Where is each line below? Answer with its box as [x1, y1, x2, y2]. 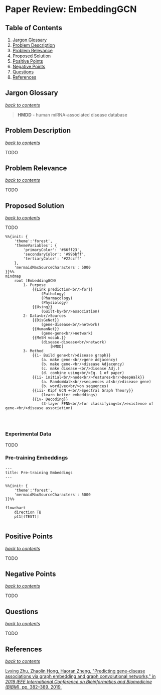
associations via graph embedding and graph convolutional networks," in [5, 673, 156, 679]
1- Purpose [23, 283, 46, 288]
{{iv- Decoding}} [32, 397, 69, 402]
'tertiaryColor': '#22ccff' [23, 256, 82, 262]
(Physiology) [41, 300, 69, 305]
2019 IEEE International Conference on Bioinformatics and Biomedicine [5, 679, 152, 685]
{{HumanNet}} [32, 326, 59, 332]
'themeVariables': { [14, 243, 57, 248]
